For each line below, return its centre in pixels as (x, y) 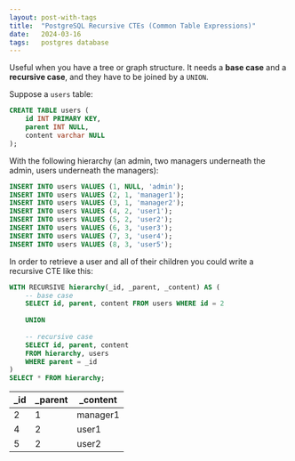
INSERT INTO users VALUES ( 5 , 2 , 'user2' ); (91, 220)
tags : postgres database (59, 42)
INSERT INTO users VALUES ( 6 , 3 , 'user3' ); (91, 228)
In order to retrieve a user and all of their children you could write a (132, 261)
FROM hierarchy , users (67, 353)
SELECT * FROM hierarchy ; (57, 378)
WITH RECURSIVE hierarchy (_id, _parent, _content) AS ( (115, 287)
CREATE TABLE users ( (49, 111)
